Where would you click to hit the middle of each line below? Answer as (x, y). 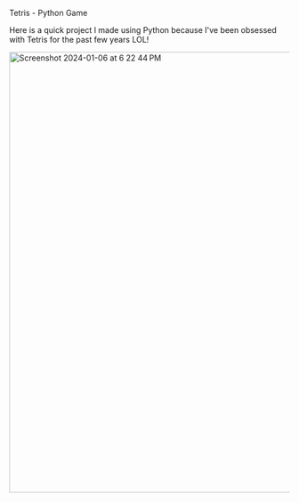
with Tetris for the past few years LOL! (79, 40)
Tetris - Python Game (48, 13)
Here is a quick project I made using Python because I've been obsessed (143, 30)
